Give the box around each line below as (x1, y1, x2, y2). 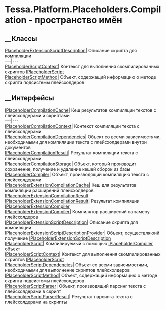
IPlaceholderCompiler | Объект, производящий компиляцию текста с (5, 171, 149, 177)
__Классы (5, 34, 37, 43)
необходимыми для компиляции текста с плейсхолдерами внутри (5, 139, 147, 145)
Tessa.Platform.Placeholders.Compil (5, 4, 161, 15)
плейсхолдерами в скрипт (5, 288, 61, 294)
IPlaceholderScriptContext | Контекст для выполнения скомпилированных (5, 251, 161, 257)
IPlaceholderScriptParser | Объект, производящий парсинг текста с (5, 283, 146, 289)
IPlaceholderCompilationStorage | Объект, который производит (5, 161, 137, 167)
